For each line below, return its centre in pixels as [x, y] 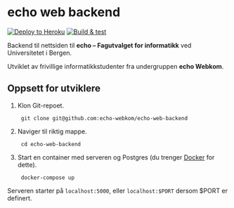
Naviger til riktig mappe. [52, 131]
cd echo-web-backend [51, 144]
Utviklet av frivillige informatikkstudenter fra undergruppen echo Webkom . [116, 66]
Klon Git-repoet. [41, 105]
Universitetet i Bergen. [40, 53]
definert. [20, 198]
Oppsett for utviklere [54, 89]
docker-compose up [48, 177]
